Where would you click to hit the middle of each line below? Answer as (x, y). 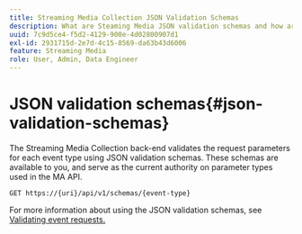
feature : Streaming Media (58, 51)
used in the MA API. (46, 176)
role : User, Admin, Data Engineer (74, 59)
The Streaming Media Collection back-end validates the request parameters (150, 148)
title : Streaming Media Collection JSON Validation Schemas (124, 18)
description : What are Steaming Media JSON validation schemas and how (146, 26)
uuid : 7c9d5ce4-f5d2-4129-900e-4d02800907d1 (94, 34)
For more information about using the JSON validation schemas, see (136, 210)
